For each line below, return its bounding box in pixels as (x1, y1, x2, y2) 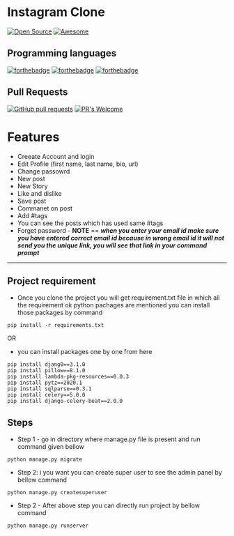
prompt (17, 248, 40, 256)
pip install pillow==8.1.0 (7, 367, 86, 374)
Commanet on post (17, 204, 73, 213)
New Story (17, 182, 48, 190)
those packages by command (17, 308, 103, 317)
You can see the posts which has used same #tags (17, 219, 164, 227)
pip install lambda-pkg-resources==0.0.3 (7, 374, 130, 381)
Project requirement (7, 275, 96, 286)
